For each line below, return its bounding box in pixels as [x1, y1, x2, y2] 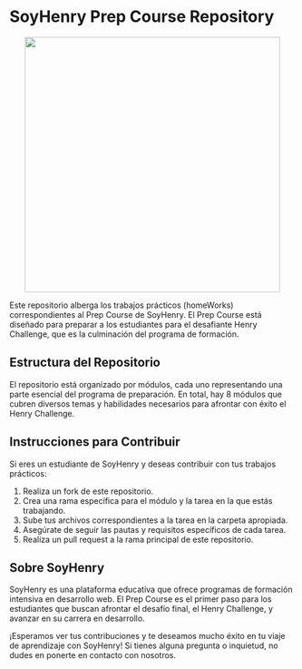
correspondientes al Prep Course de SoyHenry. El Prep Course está [9, 309, 262, 320]
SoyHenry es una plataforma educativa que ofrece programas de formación [9, 584, 293, 595]
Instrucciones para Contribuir [9, 434, 180, 450]
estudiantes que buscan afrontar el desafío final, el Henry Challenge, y [9, 604, 274, 615]
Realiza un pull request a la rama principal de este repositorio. [22, 534, 254, 545]
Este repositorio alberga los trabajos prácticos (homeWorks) [9, 300, 234, 310]
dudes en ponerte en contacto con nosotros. [9, 650, 177, 661]
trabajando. [22, 505, 66, 516]
